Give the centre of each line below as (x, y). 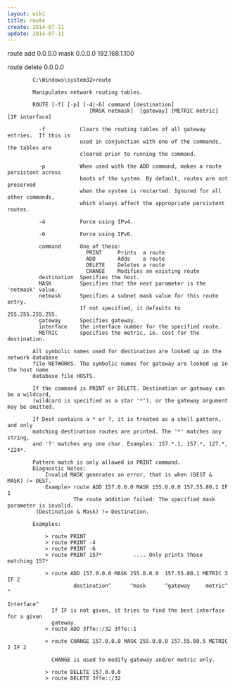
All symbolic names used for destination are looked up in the (127, 352)
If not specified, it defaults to (130, 308)
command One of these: (80, 247)
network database (33, 358)
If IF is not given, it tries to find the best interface (138, 610)
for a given (25, 617)
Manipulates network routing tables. (88, 92)
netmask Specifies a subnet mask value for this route (128, 296)
